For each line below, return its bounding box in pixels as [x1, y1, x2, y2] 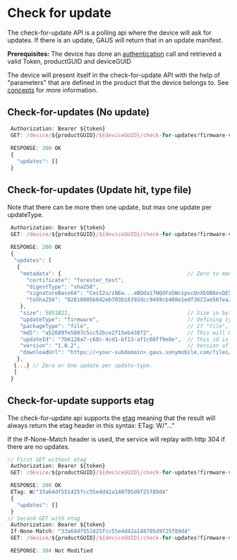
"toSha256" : [25, 296, 61, 303]
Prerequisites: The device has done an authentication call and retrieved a [7, 49, 222, 58]
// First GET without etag [7, 456, 87, 463]
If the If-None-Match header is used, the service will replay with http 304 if [7, 435, 226, 443]
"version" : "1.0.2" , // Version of [20, 342, 229, 349]
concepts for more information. [7, 86, 98, 94]
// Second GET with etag [7, 515, 80, 522]
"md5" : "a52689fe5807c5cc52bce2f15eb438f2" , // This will [20, 329, 226, 337]
